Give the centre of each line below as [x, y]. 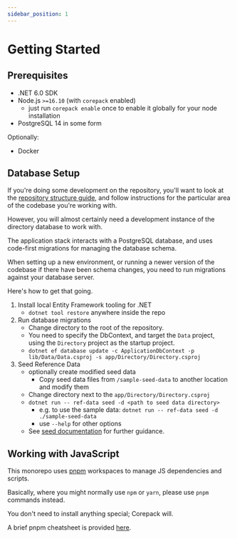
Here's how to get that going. [50, 291]
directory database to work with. [55, 227]
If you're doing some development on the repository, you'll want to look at [116, 191]
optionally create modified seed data [82, 372]
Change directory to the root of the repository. [96, 328]
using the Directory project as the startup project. [101, 343]
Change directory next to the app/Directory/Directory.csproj [119, 395]
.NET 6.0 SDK [38, 93]
